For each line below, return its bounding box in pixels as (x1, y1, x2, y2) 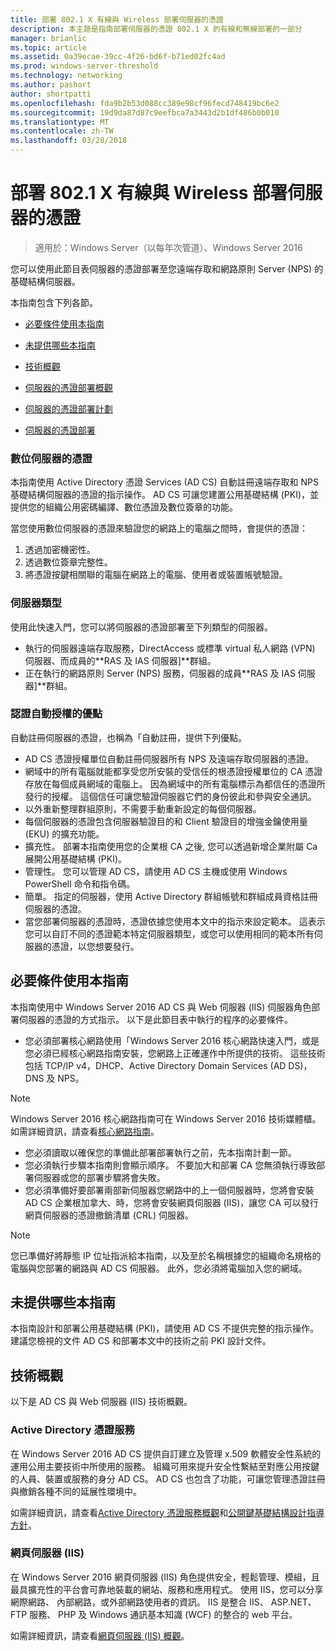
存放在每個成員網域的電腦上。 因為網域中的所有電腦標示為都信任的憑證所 (24, 777, 326, 790)
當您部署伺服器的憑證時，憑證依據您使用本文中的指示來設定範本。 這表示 (24, 915, 326, 927)
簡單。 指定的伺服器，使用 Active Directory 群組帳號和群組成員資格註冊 (24, 890, 318, 902)
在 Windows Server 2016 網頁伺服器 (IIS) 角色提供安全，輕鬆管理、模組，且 (10, 1571, 320, 1583)
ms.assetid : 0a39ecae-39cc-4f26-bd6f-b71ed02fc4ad (10, 52, 226, 62)
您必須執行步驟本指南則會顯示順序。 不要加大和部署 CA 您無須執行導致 (24, 1159, 317, 1171)
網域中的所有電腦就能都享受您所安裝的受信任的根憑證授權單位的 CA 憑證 (24, 765, 323, 777)
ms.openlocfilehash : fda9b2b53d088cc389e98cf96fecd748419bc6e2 (10, 98, 280, 108)
